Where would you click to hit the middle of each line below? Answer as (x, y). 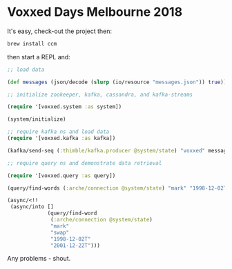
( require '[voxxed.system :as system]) (65, 107)
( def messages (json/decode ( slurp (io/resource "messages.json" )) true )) (117, 82)
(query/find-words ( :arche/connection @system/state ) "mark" (97, 188)
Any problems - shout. (39, 259)
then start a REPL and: (39, 57)
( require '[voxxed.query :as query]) (61, 176)
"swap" (60, 232)
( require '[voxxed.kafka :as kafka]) (61, 139)
